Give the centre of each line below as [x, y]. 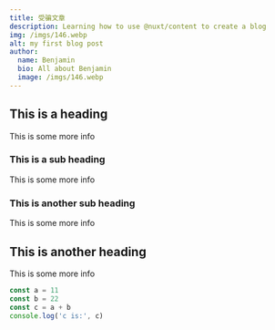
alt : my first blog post [56, 43]
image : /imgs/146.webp [61, 77]
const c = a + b [40, 307]
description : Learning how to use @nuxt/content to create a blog [138, 26]
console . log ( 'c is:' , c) [56, 315]
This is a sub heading [57, 160]
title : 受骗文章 [37, 18]
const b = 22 [34, 299]
